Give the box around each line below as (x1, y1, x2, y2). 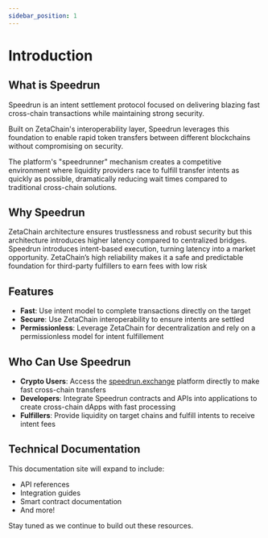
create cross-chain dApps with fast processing (19, 402, 176, 412)
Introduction (8, 46, 93, 64)
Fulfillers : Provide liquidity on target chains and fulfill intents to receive (19, 411, 255, 420)
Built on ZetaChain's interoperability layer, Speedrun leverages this (8, 124, 229, 134)
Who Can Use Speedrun (8, 355, 131, 369)
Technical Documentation (8, 442, 141, 456)
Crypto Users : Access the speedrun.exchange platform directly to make (19, 376, 260, 387)
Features (8, 284, 54, 298)
